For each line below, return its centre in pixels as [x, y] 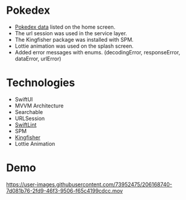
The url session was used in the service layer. [71, 33]
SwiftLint [26, 124]
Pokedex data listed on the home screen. [65, 27]
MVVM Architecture [39, 106]
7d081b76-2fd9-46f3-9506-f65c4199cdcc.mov [65, 190]
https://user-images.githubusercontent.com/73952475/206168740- [89, 184]
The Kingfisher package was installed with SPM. [74, 39]
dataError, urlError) [38, 59]
